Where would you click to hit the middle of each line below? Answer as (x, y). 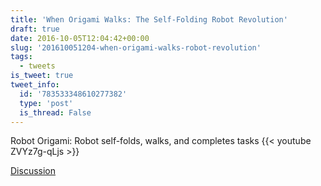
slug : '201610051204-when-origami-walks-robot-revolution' (136, 47)
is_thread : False (55, 112)
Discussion (33, 171)
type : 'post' (46, 103)
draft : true (35, 29)
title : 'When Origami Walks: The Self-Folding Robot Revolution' (149, 19)
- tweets (37, 66)
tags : (21, 57)
